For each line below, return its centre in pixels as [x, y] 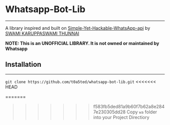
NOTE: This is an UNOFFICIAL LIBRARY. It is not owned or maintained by [82, 43]
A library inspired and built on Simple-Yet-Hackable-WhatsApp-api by [78, 28]
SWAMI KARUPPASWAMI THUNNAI [42, 33]
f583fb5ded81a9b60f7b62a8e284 [129, 106]
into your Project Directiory [121, 117]
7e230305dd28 [110, 112]
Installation [23, 65]
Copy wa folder [142, 112]
